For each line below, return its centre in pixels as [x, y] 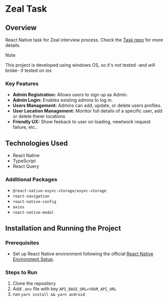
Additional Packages [31, 180]
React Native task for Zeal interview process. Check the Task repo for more [84, 40]
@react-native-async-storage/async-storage [60, 191]
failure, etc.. [25, 127]
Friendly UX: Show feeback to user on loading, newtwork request [82, 122]
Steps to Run [21, 272]
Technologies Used [36, 143]
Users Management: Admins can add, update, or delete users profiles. [87, 105]
